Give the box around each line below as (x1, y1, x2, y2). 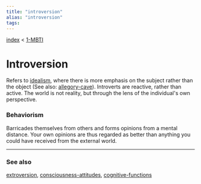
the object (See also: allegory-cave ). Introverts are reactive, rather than (6, 83, 181, 90)
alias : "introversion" (6, 14, 63, 20)
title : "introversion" (6, 8, 63, 15)
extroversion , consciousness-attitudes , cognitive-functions (6, 171, 153, 178)
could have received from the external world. (6, 137, 117, 144)
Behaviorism (6, 111, 44, 119)
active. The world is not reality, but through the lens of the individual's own (6, 90, 190, 97)
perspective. (6, 96, 37, 103)
